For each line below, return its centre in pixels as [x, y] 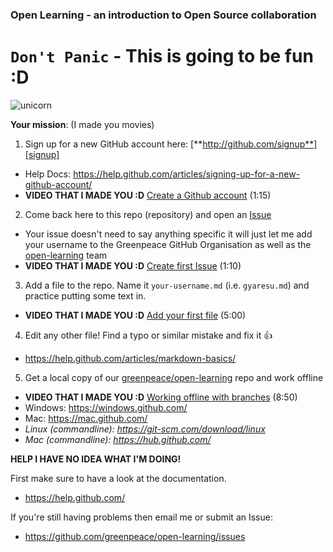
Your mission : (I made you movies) [82, 124]
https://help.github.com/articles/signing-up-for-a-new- [187, 174]
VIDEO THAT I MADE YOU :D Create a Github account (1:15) [148, 195]
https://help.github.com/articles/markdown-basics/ [130, 358]
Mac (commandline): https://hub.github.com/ [118, 439]
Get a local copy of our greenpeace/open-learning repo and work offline [174, 377]
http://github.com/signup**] [260, 144]
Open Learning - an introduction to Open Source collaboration [163, 15]
